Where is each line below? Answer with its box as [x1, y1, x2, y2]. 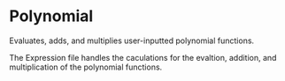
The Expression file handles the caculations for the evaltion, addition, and [9, 52, 277, 63]
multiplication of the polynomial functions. [9, 62, 163, 72]
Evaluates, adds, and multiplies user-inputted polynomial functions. [9, 35, 255, 46]
